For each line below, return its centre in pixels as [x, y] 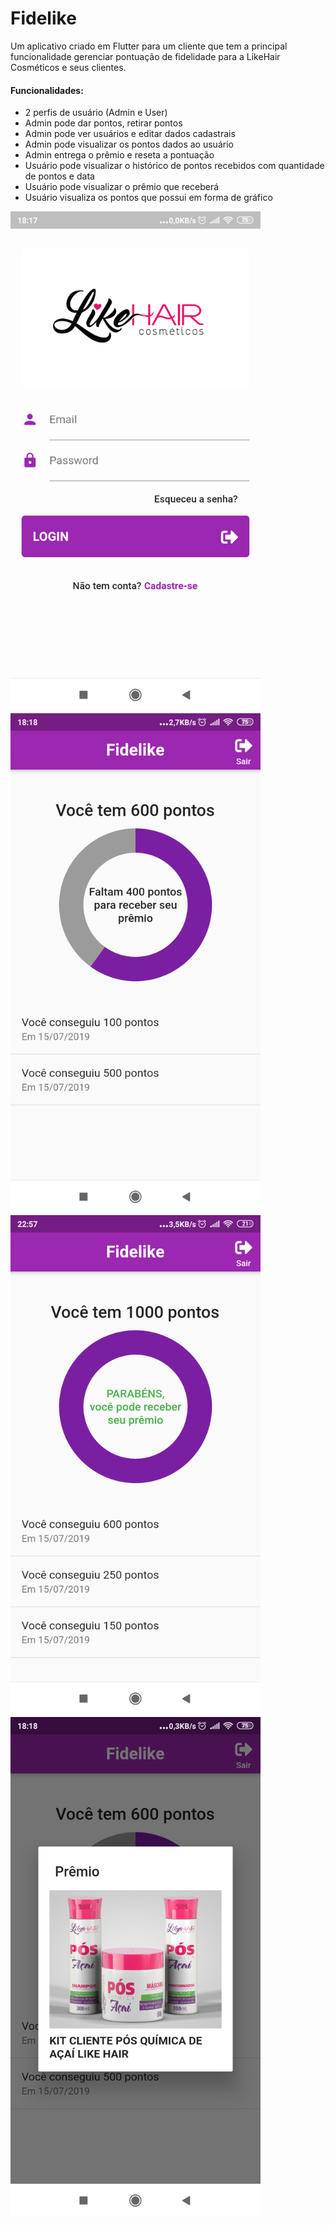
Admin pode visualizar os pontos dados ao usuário [129, 144]
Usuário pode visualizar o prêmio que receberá [122, 187]
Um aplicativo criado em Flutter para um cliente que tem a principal [149, 46]
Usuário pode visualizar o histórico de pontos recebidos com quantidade [174, 166]
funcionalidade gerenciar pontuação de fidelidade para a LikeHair [145, 56]
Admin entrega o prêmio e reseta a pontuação [119, 155]
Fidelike [43, 18]
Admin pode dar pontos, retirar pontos [103, 123]
